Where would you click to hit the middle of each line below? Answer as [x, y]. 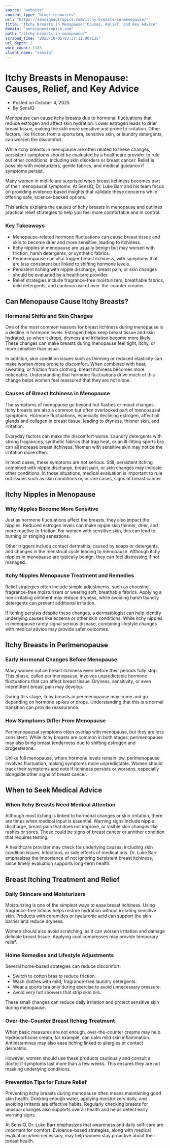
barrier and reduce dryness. [35, 921]
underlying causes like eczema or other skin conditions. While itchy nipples [84, 618]
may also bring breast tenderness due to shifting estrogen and [71, 743]
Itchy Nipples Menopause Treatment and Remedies [70, 576]
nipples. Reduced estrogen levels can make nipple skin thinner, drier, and [82, 526]
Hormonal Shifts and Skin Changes [49, 316]
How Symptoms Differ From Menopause [56, 721]
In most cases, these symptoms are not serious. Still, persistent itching [79, 462]
